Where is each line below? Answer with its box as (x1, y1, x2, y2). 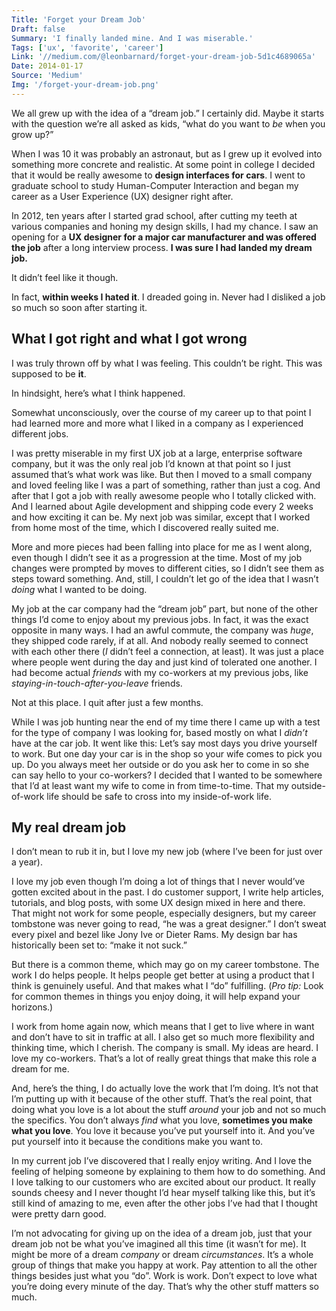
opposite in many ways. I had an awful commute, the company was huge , (11, 624, 314, 636)
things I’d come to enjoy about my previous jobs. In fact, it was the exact (11, 613, 309, 625)
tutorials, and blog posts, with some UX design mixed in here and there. (11, 897, 306, 909)
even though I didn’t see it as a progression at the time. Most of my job (11, 551, 303, 563)
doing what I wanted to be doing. (11, 583, 148, 595)
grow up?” (11, 128, 54, 140)
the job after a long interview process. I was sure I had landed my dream (11, 241, 313, 253)
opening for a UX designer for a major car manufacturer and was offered (11, 231, 317, 243)
